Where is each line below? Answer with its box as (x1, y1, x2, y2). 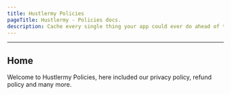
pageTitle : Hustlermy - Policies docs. (7, 17, 122, 23)
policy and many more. (7, 81, 72, 89)
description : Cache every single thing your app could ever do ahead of (7, 23, 220, 30)
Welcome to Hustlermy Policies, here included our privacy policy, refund (7, 73, 212, 81)
